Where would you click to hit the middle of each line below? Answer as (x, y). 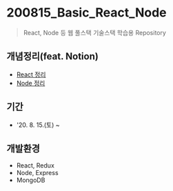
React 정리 (31, 74)
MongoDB (31, 180)
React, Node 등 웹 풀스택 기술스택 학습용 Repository (95, 32)
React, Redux (35, 165)
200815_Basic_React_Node (86, 13)
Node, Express (38, 173)
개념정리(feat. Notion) (53, 57)
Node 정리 (31, 83)
